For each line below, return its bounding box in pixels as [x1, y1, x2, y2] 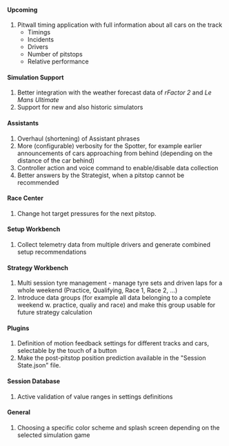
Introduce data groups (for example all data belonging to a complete [17, 294, 212, 302]
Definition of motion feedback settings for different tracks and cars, [17, 339, 209, 347]
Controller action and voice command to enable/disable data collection [17, 163, 219, 172]
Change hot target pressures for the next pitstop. [17, 209, 157, 217]
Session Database [7, 377, 61, 385]
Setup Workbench [7, 225, 61, 234]
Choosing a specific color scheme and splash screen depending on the [17, 423, 220, 432]
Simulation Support [7, 73, 64, 81]
